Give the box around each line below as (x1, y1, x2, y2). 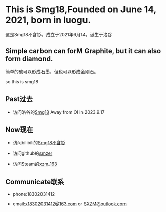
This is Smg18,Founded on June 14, (5, 4, 157, 15)
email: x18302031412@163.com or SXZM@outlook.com (12, 201, 127, 207)
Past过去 (5, 95, 33, 103)
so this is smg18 (5, 78, 39, 84)
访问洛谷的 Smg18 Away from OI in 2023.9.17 (12, 109, 105, 115)
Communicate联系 (5, 177, 64, 186)
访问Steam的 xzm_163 (12, 161, 57, 167)
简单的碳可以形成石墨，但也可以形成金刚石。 (5, 68, 99, 74)
